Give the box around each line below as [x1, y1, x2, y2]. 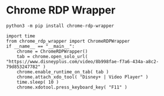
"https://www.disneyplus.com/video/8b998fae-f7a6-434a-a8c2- [6, 59, 159, 64]
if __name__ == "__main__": [6, 43, 75, 49]
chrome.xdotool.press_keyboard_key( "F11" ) [16, 84, 128, 90]
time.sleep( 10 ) [16, 79, 59, 85]
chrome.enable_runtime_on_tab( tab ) [16, 68, 109, 75]
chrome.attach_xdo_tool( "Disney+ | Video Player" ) [16, 74, 149, 80]
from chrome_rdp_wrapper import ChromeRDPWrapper [6, 38, 130, 44]
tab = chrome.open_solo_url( [16, 53, 88, 59]
